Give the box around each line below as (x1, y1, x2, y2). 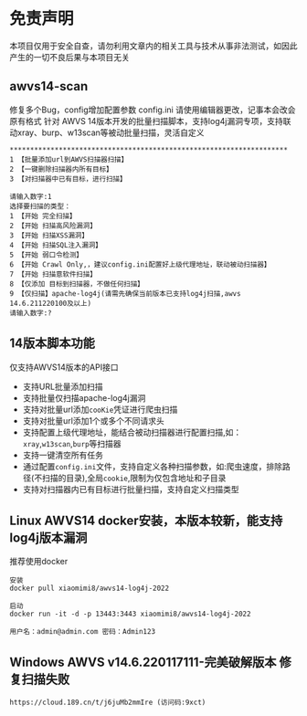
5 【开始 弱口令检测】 (9, 250, 84, 259)
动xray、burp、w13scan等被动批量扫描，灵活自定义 (9, 127, 205, 138)
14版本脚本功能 (9, 335, 96, 352)
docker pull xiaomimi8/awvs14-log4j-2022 (9, 584, 170, 594)
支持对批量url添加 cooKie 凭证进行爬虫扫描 (22, 404, 178, 415)
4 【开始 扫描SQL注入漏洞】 (9, 240, 102, 249)
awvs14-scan (9, 79, 89, 94)
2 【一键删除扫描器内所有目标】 (9, 164, 113, 174)
